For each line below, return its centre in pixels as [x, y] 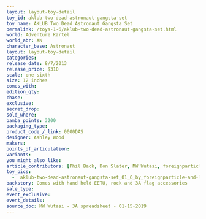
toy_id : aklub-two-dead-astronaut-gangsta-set [67, 18]
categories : [21, 58]
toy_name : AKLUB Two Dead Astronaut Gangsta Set [70, 23]
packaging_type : [27, 126]
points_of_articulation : [38, 149]
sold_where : [21, 115]
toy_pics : [19, 172]
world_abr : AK [25, 40]
